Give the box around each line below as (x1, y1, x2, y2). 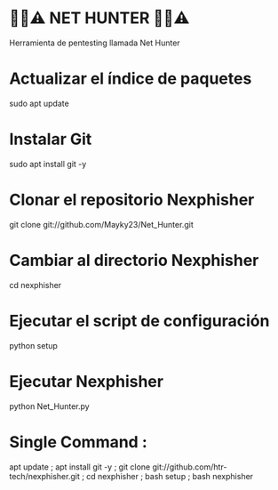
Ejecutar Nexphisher (9, 371, 164, 391)
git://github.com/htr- (152, 462, 227, 472)
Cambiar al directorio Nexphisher (9, 250, 259, 270)
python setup (9, 340, 58, 350)
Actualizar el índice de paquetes (9, 68, 252, 89)
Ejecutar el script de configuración (9, 310, 270, 331)
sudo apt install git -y (9, 158, 87, 169)
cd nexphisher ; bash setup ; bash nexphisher (85, 470, 254, 481)
